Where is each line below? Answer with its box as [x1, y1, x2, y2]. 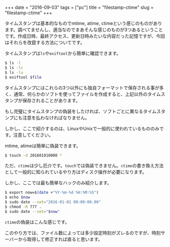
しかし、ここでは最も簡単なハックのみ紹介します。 [5, 180, 112, 186]
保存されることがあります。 [22, 97, 81, 104]
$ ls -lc [5, 65, 23, 70]
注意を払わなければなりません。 [22, 114, 90, 120]
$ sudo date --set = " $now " [5, 209, 60, 214]
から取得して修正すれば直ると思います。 [18, 236, 103, 242]
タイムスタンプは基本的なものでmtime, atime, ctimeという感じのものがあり [5, 20, 162, 26]
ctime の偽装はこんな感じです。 [5, 219, 70, 225]
